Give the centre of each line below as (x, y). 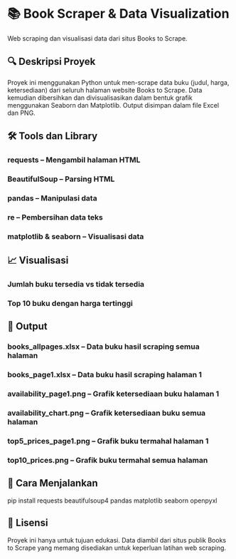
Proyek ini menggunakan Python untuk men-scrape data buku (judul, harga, (118, 82)
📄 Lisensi (28, 523)
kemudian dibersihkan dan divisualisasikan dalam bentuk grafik (100, 98)
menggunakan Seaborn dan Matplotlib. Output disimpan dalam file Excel (113, 105)
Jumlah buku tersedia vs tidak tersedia (76, 284)
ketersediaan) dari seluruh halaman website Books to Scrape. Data (105, 90)
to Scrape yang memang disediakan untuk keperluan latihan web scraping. (117, 548)
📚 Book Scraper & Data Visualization (118, 14)
